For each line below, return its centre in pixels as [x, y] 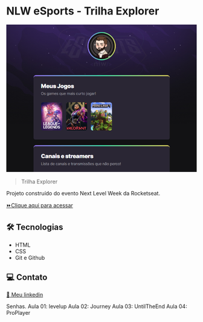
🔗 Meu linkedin [25, 295]
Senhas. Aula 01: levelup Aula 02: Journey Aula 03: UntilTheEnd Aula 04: [97, 306]
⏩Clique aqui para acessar [40, 205]
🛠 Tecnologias [35, 227]
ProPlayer [18, 313]
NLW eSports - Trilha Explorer [83, 11]
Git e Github [30, 257]
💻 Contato [27, 278]
